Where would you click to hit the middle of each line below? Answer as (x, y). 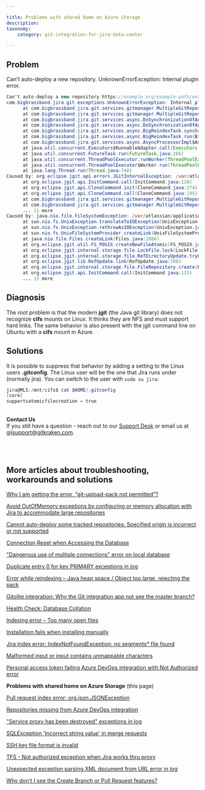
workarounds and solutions (59, 479)
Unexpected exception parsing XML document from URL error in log (92, 769)
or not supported (27, 531)
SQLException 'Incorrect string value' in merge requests (77, 733)
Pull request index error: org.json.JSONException (68, 698)
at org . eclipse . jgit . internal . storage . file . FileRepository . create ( (110, 267)
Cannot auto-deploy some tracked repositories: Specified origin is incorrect (101, 524)
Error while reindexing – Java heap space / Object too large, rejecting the (98, 578)
